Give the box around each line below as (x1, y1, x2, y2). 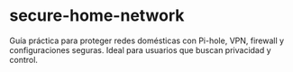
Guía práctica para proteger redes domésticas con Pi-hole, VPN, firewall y (9, 35, 285, 46)
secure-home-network (9, 5, 185, 26)
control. (9, 54, 39, 65)
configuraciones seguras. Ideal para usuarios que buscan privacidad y (9, 44, 272, 55)
